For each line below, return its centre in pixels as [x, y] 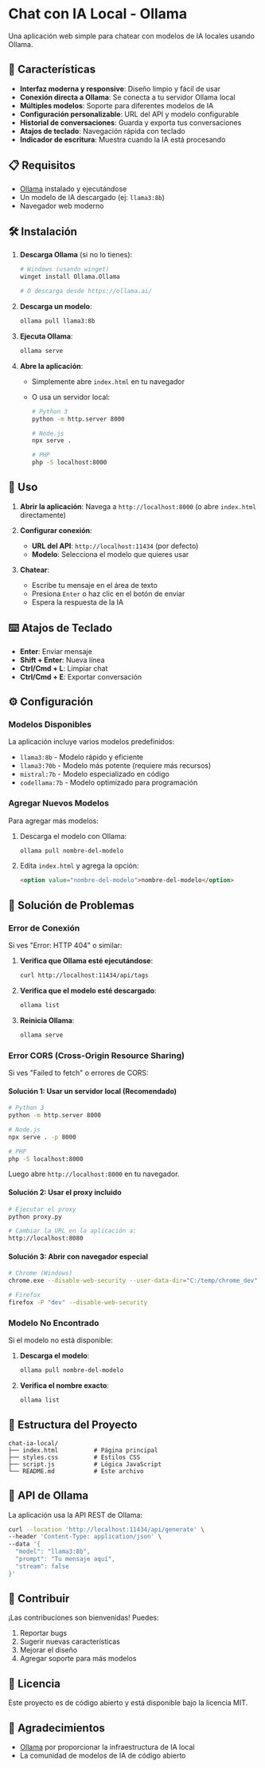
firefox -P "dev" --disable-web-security [78, 1302]
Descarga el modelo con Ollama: [73, 836]
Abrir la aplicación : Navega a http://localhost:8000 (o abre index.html [138, 506]
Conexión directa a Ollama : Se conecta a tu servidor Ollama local [128, 97]
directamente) [43, 515]
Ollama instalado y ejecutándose [73, 189]
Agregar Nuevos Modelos [59, 803]
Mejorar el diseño [49, 1650]
